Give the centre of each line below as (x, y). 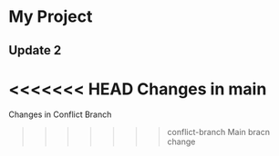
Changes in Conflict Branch (60, 114)
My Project (51, 17)
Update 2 (35, 50)
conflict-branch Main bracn (219, 132)
